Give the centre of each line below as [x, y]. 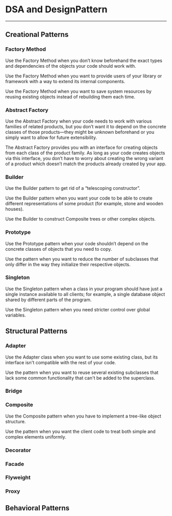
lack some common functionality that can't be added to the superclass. [80, 378]
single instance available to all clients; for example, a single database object [85, 294]
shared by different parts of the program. [49, 300]
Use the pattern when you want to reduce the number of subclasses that [82, 259]
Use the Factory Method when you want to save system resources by [79, 91]
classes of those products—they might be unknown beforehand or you [80, 132]
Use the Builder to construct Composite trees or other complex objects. [81, 219]
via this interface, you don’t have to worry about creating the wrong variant [84, 158]
